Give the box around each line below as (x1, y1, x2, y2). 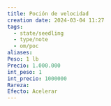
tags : (7, 23, 23, 30)
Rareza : (7, 82, 30, 89)
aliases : (7, 50, 33, 56)
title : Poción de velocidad (7, 10, 89, 17)
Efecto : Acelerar (7, 88, 58, 95)
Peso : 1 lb (7, 56, 39, 63)
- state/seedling (13, 29, 64, 37)
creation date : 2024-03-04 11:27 (7, 17, 105, 24)
